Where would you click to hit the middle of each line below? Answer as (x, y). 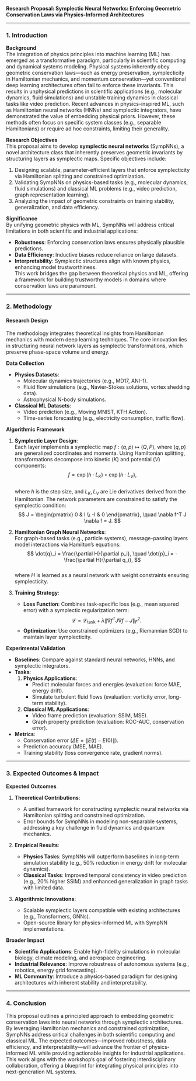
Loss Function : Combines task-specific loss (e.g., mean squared (101, 604)
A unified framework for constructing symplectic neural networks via (106, 809)
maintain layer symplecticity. (57, 637)
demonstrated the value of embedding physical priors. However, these (91, 116)
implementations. (44, 928)
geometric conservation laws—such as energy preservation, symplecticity (95, 73)
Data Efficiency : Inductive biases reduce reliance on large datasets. (96, 255)
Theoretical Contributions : (47, 797)
